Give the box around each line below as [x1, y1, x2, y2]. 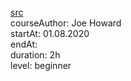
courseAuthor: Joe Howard [10, 17, 122, 29]
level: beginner [10, 60, 72, 71]
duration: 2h [10, 49, 61, 61]
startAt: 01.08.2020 [10, 28, 90, 39]
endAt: [10, 38, 38, 50]
